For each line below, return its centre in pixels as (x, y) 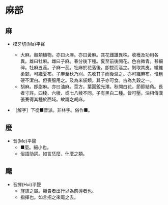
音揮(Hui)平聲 (27, 184)
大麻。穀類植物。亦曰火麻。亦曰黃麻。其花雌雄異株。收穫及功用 (87, 55)
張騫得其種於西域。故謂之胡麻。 (54, 99)
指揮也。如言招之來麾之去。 (49, 197)
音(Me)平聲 (24, 141)
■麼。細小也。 (36, 147)
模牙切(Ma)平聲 (29, 44)
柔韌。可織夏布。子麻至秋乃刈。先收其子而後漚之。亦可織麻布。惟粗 (92, 74)
